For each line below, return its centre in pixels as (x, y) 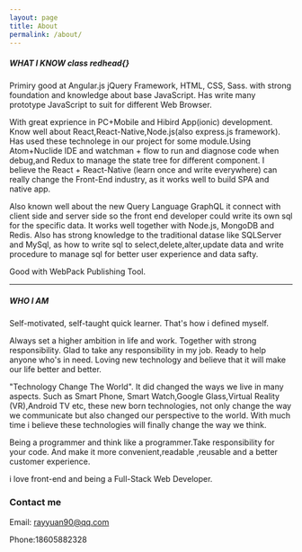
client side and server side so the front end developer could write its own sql (151, 216)
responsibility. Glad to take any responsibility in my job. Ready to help (138, 351)
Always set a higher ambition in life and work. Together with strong (133, 341)
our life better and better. (55, 369)
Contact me (36, 503)
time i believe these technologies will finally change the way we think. (138, 425)
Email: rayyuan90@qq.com (59, 521)
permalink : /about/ (46, 34)
